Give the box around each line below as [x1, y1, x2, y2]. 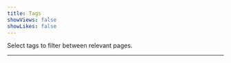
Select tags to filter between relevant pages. [7, 42, 133, 50]
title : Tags [7, 10, 41, 17]
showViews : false [7, 16, 57, 23]
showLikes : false [7, 23, 57, 29]
